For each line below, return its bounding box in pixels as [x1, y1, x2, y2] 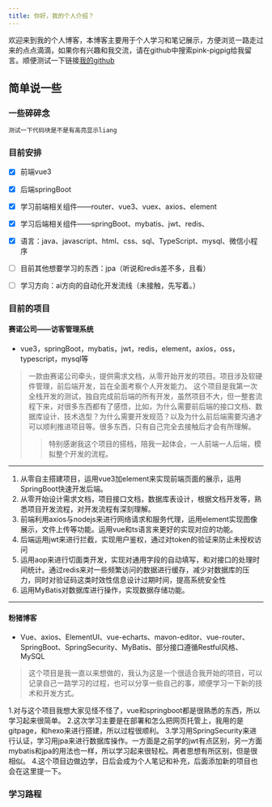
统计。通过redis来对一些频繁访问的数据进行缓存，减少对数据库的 [27, 565, 243, 575]
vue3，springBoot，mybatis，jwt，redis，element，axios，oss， [19, 344, 240, 354]
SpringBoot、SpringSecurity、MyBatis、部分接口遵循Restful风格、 [19, 643, 243, 652]
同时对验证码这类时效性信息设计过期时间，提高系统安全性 [34, 576, 227, 585]
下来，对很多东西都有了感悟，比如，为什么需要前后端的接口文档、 [35, 401, 256, 411]
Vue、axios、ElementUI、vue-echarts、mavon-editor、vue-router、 [19, 632, 249, 642]
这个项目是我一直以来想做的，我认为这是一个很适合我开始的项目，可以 [28, 669, 263, 678]
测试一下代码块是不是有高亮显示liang [8, 126, 117, 134]
